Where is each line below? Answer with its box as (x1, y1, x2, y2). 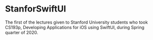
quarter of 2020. (5, 29, 38, 35)
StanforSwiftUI (5, 3, 66, 14)
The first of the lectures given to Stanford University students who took (5, 19, 148, 25)
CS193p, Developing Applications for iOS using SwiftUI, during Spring (5, 24, 145, 30)
